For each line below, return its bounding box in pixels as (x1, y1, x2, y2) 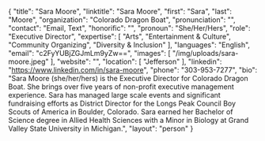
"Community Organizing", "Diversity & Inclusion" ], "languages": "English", (8, 40, 251, 50)
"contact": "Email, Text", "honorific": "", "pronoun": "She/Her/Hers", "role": (8, 24, 251, 32)
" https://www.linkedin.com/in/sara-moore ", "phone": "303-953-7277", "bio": (8, 65, 258, 74)
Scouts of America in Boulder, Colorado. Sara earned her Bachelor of (8, 107, 233, 117)
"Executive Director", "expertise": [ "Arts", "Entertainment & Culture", (8, 32, 232, 41)
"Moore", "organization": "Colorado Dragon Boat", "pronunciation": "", (8, 15, 236, 24)
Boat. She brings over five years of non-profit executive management (8, 82, 235, 91)
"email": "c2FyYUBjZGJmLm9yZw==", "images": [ (8, 49, 172, 58)
